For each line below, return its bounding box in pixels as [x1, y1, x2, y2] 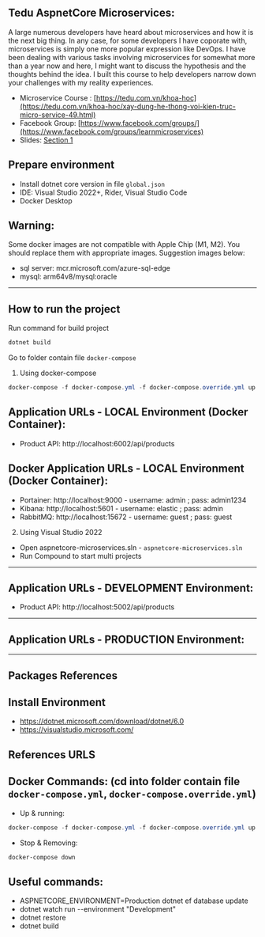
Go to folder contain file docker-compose [8, 353, 136, 362]
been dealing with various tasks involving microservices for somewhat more [8, 52, 256, 62]
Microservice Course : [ [19, 93, 97, 102]
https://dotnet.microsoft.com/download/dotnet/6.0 [19, 716, 184, 726]
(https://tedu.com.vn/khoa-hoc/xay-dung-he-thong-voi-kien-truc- [19, 101, 237, 111]
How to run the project [8, 302, 121, 316]
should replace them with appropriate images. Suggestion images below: [8, 248, 245, 258]
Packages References [8, 669, 118, 682]
